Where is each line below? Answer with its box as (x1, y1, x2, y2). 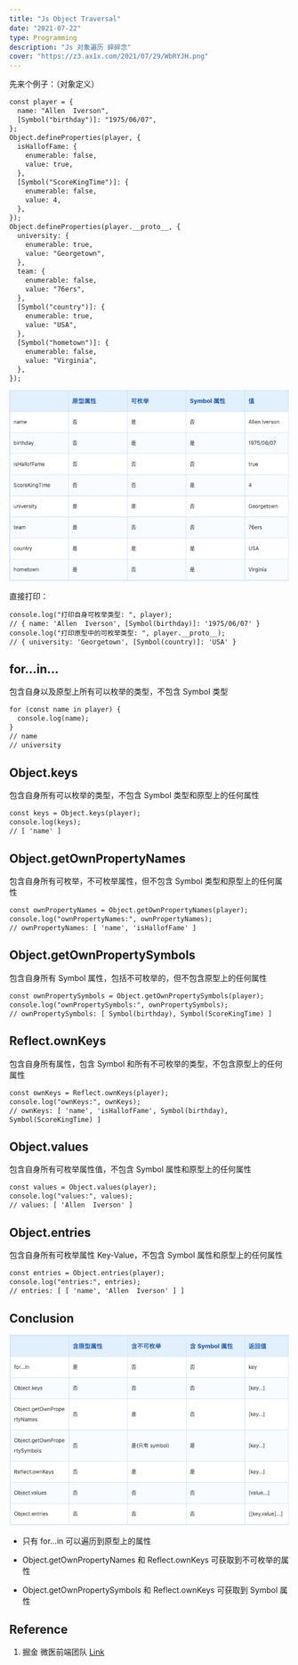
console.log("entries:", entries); (9, 1278, 141, 1287)
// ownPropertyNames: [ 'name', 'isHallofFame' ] (9, 923, 197, 932)
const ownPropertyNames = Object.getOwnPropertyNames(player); (9, 905, 249, 914)
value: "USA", (25, 321, 77, 330)
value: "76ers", (25, 285, 86, 294)
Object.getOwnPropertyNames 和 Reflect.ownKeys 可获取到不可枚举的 (21, 1554, 282, 1565)
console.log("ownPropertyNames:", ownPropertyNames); (9, 914, 213, 923)
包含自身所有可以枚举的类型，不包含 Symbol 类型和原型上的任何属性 (9, 790, 260, 801)
